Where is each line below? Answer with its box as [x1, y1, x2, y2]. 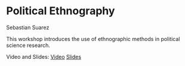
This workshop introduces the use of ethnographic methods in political [6, 35, 180, 42]
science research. [6, 42, 51, 49]
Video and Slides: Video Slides [6, 53, 82, 60]
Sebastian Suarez [6, 24, 50, 31]
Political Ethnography [6, 4, 115, 18]
